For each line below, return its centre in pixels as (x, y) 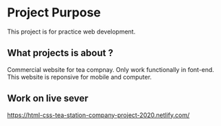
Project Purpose (54, 13)
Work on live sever (48, 98)
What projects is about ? (60, 53)
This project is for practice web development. (71, 32)
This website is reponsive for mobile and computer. (80, 77)
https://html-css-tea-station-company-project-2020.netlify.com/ (98, 115)
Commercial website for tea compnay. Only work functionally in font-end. (111, 69)
